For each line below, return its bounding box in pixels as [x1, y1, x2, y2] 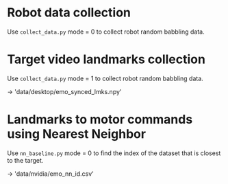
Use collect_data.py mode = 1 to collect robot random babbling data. [7, 74, 203, 82]
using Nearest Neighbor [7, 126, 146, 142]
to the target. [7, 156, 44, 164]
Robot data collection [7, 5, 131, 21]
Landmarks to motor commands [7, 112, 193, 128]
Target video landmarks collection [7, 51, 205, 67]
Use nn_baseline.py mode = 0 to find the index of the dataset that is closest [7, 149, 221, 157]
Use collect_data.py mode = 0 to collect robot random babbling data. [7, 27, 205, 36]
